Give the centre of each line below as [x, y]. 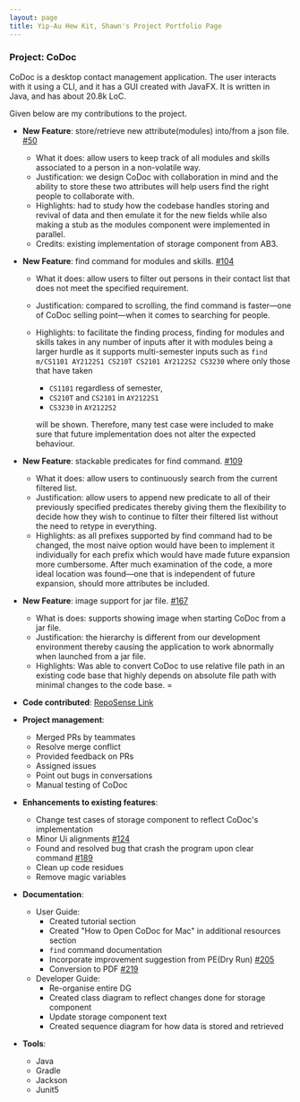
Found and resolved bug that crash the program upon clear [145, 848]
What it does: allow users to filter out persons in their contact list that [163, 278]
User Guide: [58, 912]
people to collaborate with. [85, 196]
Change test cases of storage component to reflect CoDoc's [147, 819]
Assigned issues [66, 765]
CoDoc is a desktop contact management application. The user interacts [143, 76]
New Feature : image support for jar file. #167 [105, 600]
